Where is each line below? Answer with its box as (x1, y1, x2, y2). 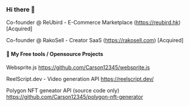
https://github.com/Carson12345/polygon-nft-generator (6, 93, 143, 100)
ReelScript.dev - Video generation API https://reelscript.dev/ (6, 75, 154, 82)
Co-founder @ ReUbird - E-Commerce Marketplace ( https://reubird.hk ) (6, 19, 181, 26)
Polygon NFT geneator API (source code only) (6, 86, 120, 94)
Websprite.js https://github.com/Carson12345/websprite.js (6, 64, 150, 71)
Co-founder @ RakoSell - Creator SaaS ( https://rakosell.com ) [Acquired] (6, 37, 184, 44)
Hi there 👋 (6, 5, 36, 14)
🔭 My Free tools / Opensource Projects (6, 50, 103, 57)
